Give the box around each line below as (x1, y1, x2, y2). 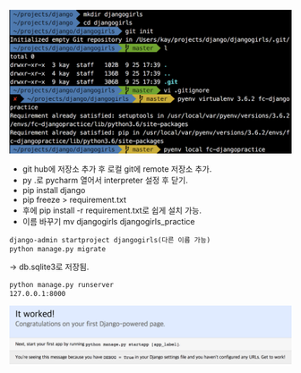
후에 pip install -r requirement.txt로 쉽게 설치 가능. (21, 205, 202, 216)
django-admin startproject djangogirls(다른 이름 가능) (9, 236, 211, 245)
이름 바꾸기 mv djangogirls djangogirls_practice (21, 216, 195, 227)
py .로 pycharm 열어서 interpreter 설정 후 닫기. (21, 175, 188, 186)
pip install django (21, 185, 86, 196)
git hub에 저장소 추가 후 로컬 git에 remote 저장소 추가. (21, 164, 212, 174)
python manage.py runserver (9, 281, 115, 290)
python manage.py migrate (9, 245, 106, 254)
